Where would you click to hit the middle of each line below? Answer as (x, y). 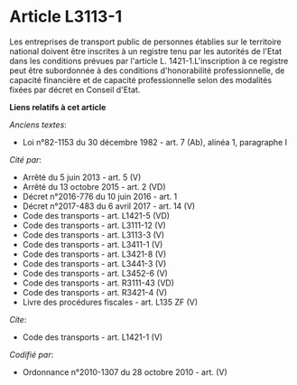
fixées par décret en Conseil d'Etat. (75, 89)
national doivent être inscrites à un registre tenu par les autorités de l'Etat (146, 51)
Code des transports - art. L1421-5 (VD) (96, 215)
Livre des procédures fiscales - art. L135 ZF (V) (110, 302)
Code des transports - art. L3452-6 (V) (95, 273)
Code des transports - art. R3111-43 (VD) (98, 283)
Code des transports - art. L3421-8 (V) (94, 254)
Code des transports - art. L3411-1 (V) (93, 244)
